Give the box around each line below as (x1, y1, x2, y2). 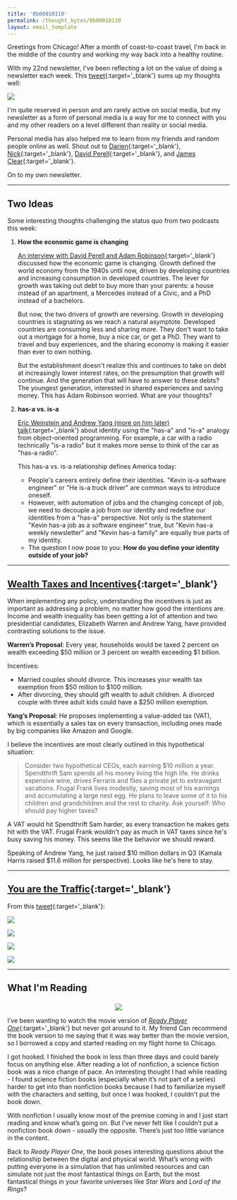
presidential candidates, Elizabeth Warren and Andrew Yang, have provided (7, 619, 227, 628)
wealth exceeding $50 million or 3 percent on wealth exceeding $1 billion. (7, 648, 221, 656)
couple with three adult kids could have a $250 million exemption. (17, 698, 209, 706)
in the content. (7, 1134, 49, 1142)
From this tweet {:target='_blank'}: (7, 901, 106, 911)
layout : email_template (7, 23, 78, 30)
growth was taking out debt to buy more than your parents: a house (17, 282, 214, 290)
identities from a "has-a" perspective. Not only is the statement (28, 513, 212, 522)
